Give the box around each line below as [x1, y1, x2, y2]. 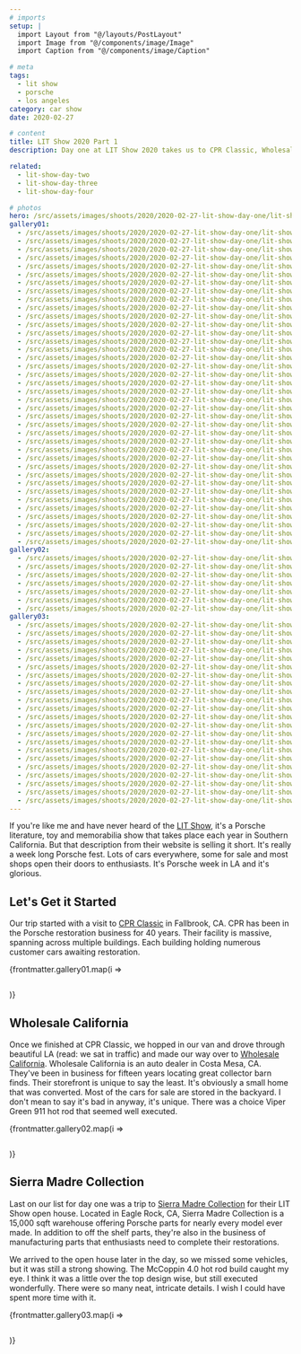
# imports [9, 13, 47, 22]
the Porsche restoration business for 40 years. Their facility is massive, [9, 928, 272, 938]
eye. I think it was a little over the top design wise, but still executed [9, 1272, 258, 1284]
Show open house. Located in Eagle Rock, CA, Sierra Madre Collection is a [9, 1208, 285, 1218]
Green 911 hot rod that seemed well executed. [9, 1106, 177, 1116]
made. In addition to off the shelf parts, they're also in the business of [9, 1227, 266, 1237]
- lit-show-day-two [17, 170, 90, 180]
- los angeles [17, 96, 70, 105]
